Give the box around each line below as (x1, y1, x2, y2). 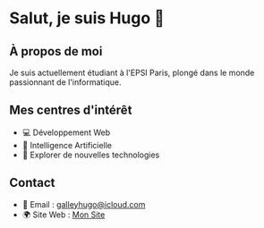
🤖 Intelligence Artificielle (21, 139, 113, 150)
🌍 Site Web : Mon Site (21, 209, 106, 220)
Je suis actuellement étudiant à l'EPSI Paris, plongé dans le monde (9, 67, 255, 78)
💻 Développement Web (21, 127, 110, 138)
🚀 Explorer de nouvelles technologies (21, 149, 160, 160)
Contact (9, 175, 55, 190)
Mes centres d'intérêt (9, 103, 132, 118)
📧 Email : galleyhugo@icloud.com (21, 198, 146, 209)
